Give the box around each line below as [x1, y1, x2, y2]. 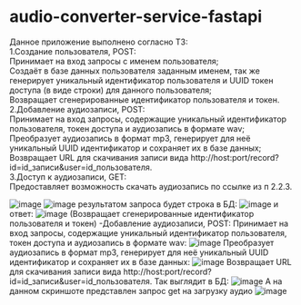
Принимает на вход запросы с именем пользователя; [9, 55, 219, 66]
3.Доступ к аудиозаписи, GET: [9, 171, 127, 182]
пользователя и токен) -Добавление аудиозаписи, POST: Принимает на [9, 218, 289, 229]
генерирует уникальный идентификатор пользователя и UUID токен [9, 74, 274, 85]
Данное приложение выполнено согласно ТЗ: [9, 36, 188, 47]
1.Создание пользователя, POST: [9, 45, 136, 56]
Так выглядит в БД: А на [154, 275, 283, 287]
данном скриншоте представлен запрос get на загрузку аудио [9, 285, 253, 296]
